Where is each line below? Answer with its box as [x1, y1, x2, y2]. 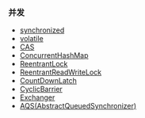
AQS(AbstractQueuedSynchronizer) [19, 101, 137, 111]
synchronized [19, 25, 65, 35]
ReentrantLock [19, 59, 68, 69]
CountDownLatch [19, 76, 78, 86]
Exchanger [19, 93, 55, 102]
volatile [19, 34, 44, 44]
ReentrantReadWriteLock [19, 67, 102, 77]
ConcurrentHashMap [19, 51, 89, 60]
